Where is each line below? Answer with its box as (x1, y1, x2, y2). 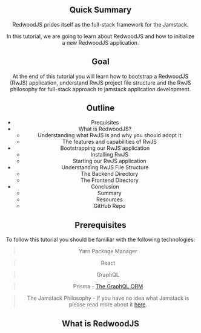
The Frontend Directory (80, 176, 139, 184)
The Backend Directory (80, 170, 139, 178)
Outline (86, 103, 115, 114)
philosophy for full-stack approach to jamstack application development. (10, 85, 191, 92)
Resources (96, 196, 123, 203)
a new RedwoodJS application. (62, 39, 139, 46)
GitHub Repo (93, 202, 126, 210)
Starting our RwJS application (72, 157, 147, 165)
